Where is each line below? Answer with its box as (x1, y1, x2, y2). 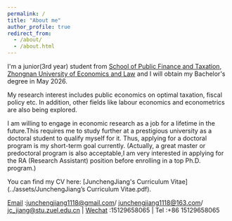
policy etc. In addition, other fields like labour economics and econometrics (7, 98, 225, 106)
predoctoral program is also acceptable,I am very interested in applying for (7, 149, 224, 157)
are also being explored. (7, 106, 77, 114)
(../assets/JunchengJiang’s (7, 185, 86, 193)
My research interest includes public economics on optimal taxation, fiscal (7, 91, 223, 99)
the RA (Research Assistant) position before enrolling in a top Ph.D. (7, 156, 201, 165)
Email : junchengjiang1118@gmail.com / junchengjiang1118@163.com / (7, 199, 203, 207)
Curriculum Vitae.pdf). (86, 185, 152, 193)
